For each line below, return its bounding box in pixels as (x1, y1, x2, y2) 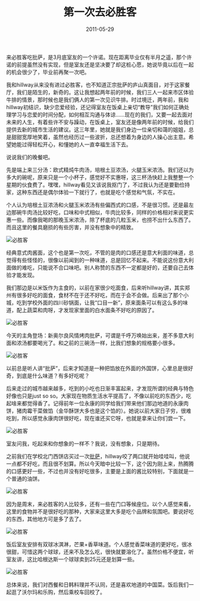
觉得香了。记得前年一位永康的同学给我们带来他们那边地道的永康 (26, 399, 183, 406)
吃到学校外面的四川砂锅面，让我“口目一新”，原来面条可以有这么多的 (16, 299, 183, 306)
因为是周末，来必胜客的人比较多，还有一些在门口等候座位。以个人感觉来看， (6, 500, 194, 507)
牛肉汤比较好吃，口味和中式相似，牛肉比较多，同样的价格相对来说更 (21, 208, 189, 215)
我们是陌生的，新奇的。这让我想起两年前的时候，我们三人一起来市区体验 (16, 88, 194, 95)
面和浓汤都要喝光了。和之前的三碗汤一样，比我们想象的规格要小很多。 (6, 339, 179, 346)
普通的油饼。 (11, 475, 43, 482)
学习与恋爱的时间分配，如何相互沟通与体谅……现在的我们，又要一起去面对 (11, 111, 193, 118)
